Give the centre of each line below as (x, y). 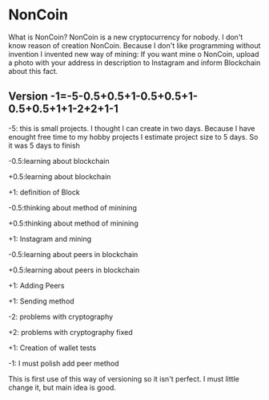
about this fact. (33, 71)
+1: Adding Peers (36, 285)
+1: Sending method (41, 301)
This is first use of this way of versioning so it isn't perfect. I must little (124, 378)
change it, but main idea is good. (62, 387)
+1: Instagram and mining (50, 239)
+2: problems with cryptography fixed (71, 332)
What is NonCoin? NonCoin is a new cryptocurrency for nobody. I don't (126, 37)
